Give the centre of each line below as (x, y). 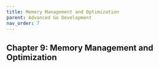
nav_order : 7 (23, 23)
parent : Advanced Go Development (49, 18)
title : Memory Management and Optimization (63, 12)
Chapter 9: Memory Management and (80, 48)
